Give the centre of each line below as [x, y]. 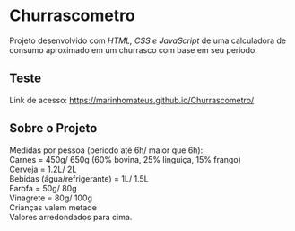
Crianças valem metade [53, 207]
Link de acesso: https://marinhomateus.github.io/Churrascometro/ [132, 100]
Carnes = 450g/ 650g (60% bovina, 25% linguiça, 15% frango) [125, 159]
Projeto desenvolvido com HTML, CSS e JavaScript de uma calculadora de [148, 40]
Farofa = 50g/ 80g [43, 188]
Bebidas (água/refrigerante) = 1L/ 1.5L [79, 178]
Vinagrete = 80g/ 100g [51, 198]
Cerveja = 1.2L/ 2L [43, 169]
